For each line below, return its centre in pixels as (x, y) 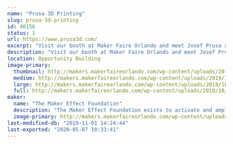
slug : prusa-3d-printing (43, 20)
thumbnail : (29, 71)
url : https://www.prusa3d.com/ (52, 39)
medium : (25, 78)
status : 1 (21, 33)
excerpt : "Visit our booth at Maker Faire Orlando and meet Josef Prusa (114, 46)
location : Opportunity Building (54, 59)
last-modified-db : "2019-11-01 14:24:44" (68, 123)
